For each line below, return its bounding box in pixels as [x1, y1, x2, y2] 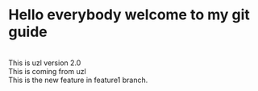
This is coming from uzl [8, 66, 86, 76]
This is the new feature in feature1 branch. [8, 75, 148, 85]
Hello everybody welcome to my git [8, 6, 250, 24]
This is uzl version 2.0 [8, 58, 81, 68]
